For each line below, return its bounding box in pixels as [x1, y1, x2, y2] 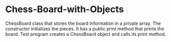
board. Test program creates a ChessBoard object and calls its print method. [5, 31, 166, 37]
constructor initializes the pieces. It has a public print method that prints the [5, 25, 164, 31]
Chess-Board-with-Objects [5, 4, 124, 15]
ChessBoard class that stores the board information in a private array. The [5, 20, 161, 26]
